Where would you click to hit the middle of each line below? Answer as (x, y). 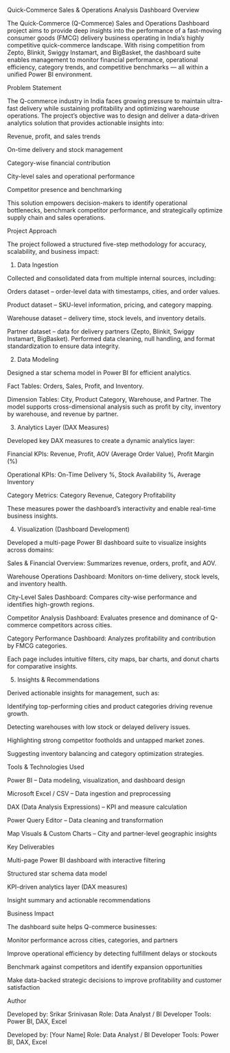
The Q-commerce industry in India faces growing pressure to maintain (106, 101)
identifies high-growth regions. (51, 604)
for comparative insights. (42, 666)
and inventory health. (37, 584)
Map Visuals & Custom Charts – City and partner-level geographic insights (112, 834)
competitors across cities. (75, 625)
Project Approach (32, 231)
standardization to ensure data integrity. (64, 346)
